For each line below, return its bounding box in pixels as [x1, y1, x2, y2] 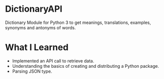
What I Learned [5, 42, 69, 53]
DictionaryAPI [5, 3, 63, 15]
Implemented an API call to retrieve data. [12, 58, 94, 64]
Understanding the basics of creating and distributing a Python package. [12, 63, 159, 69]
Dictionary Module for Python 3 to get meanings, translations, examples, [5, 20, 151, 25]
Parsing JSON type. [12, 68, 52, 74]
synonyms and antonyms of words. [5, 24, 76, 30]
